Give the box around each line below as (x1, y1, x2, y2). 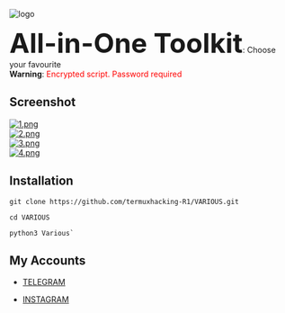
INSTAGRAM (22, 294, 69, 305)
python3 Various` (9, 228, 75, 237)
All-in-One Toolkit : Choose (9, 26, 276, 60)
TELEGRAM (22, 277, 66, 288)
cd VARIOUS (9, 212, 50, 222)
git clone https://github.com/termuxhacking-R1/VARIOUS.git (9, 197, 240, 206)
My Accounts (9, 253, 86, 269)
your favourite (9, 59, 61, 69)
